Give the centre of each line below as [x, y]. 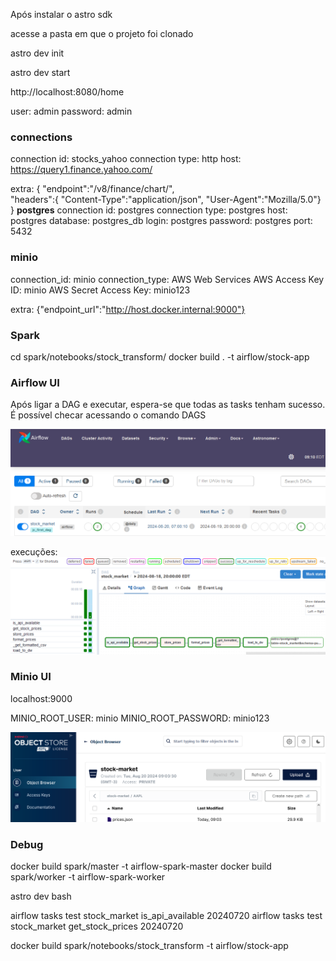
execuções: [34, 551]
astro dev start [40, 72]
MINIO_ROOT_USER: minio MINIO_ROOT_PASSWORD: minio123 [140, 718]
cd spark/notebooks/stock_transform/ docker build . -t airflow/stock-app [160, 356]
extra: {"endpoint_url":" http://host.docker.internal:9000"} [128, 309]
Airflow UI [35, 382]
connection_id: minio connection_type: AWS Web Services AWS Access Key [167, 279]
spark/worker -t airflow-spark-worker [88, 877]
